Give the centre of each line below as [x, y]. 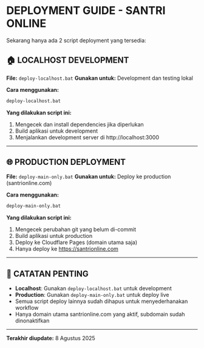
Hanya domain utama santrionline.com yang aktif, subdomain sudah [100, 315]
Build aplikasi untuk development [56, 131]
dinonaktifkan [32, 321]
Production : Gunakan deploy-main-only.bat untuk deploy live [92, 295]
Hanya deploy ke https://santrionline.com [66, 249]
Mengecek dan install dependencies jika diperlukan [79, 124]
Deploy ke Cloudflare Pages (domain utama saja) [76, 242]
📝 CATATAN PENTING [48, 273]
